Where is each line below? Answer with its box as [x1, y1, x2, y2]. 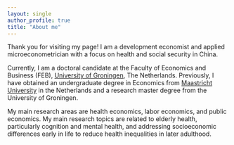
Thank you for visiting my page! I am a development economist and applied [7, 43, 225, 51]
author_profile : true [7, 17, 71, 24]
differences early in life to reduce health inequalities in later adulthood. [7, 130, 212, 138]
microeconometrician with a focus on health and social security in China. [7, 50, 219, 58]
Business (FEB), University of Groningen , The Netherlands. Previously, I [7, 71, 214, 80]
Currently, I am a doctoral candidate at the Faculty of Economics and [7, 64, 207, 72]
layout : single [7, 10, 52, 18]
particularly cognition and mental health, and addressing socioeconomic [7, 122, 216, 131]
